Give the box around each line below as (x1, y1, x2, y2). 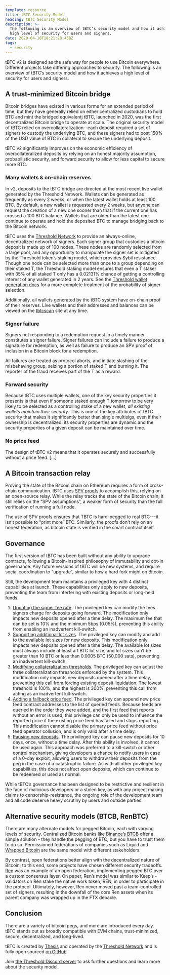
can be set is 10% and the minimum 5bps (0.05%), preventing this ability (12, 621, 164, 627)
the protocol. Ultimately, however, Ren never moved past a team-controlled (5, 884, 162, 890)
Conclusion (5, 909, 42, 918)
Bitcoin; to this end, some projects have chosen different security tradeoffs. (5, 862, 163, 869)
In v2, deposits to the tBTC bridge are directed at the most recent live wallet (5, 185, 163, 191)
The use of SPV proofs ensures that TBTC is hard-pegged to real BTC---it (5, 514, 159, 520)
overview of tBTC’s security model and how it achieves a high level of (5, 69, 150, 76)
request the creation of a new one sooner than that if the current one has (5, 207, 158, 213)
